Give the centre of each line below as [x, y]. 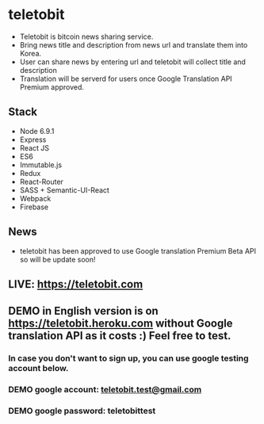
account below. [38, 369]
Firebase [34, 207]
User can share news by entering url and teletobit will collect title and [132, 62]
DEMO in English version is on [83, 311]
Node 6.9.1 [37, 131]
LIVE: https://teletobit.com [76, 284]
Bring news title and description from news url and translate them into [134, 44]
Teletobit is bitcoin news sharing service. [86, 36]
